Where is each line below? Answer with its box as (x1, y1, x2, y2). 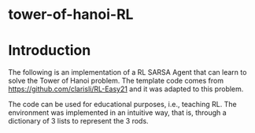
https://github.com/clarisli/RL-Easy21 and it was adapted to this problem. (8, 84, 244, 94)
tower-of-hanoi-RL (8, 6, 134, 24)
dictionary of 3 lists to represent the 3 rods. (8, 116, 149, 126)
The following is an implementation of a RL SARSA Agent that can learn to (8, 68, 247, 77)
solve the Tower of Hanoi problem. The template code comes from (8, 76, 224, 86)
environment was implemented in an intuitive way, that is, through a (8, 108, 227, 117)
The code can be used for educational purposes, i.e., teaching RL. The (8, 100, 238, 109)
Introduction (8, 42, 91, 60)
